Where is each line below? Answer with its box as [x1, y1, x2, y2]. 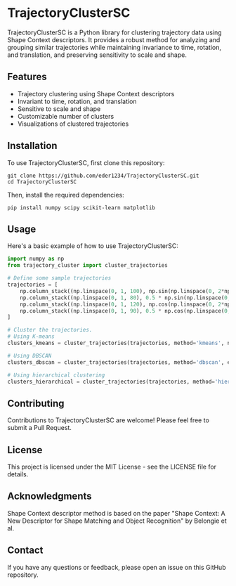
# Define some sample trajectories [7, 275, 112, 282]
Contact [7, 545, 44, 556]
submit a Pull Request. [7, 424, 72, 432]
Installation [7, 140, 58, 152]
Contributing [7, 397, 65, 409]
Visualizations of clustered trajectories [17, 119, 129, 128]
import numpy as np [7, 255, 65, 263]
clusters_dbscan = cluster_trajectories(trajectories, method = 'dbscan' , [7, 358, 225, 366]
